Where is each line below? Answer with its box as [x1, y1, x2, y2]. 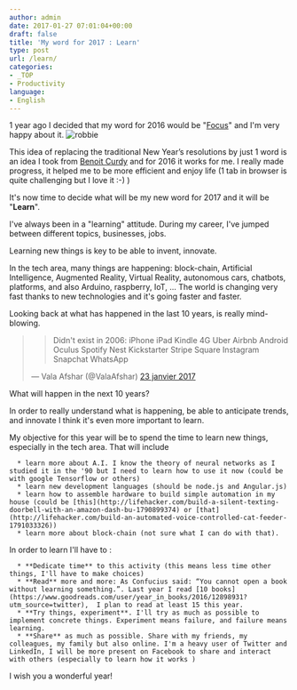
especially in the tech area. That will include [9, 442, 169, 453]
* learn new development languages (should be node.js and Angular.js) [17, 482, 288, 492]
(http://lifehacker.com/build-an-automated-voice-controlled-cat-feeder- [9, 513, 288, 523]
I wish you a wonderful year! [9, 670, 113, 681]
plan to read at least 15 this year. [104, 601, 244, 610]
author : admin [9, 12, 62, 22]
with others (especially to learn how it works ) [9, 655, 197, 664]
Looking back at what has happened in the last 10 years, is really [9, 309, 246, 319]
